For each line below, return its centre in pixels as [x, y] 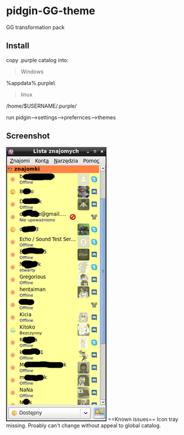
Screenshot [28, 136]
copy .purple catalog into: [38, 60]
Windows [32, 72]
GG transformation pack [35, 27]
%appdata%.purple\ [31, 83]
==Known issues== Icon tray [143, 419]
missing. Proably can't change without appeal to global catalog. [84, 425]
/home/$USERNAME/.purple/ [41, 106]
